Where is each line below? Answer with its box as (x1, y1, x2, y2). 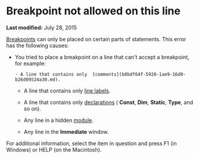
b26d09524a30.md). (14, 77, 61, 82)
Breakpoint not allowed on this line (6, 4, 181, 18)
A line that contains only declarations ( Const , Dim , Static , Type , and (23, 99, 194, 106)
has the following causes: (6, 42, 69, 49)
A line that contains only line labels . (23, 87, 111, 94)
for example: (14, 60, 46, 67)
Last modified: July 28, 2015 (6, 24, 77, 31)
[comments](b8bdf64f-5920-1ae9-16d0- (92, 71, 186, 77)
